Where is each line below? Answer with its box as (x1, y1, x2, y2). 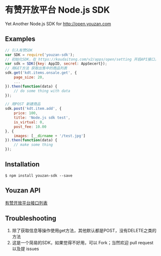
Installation (5, 160, 40, 169)
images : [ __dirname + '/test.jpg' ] (14, 133, 86, 138)
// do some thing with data (14, 88, 70, 93)
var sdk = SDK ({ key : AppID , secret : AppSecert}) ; (5, 61, 108, 66)
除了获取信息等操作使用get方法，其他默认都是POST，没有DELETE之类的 (12, 228, 157, 234)
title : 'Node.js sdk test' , (14, 115, 70, 120)
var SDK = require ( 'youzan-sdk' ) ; (5, 52, 75, 57)
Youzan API (5, 187, 41, 195)
